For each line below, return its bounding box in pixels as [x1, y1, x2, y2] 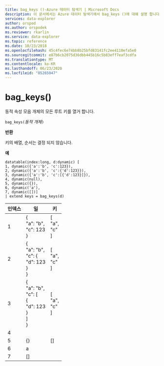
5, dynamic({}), [5, 181, 38, 186]
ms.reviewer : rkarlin [5, 30, 49, 35]
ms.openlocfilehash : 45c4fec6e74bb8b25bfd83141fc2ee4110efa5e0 [5, 48, 137, 53]
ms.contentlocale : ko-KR [5, 61, 56, 66]
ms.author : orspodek [5, 25, 47, 30]
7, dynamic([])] [5, 189, 38, 194]
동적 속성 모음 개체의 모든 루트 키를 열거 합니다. [5, 108, 95, 114]
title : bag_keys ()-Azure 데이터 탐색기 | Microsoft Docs [5, 7, 120, 12]
